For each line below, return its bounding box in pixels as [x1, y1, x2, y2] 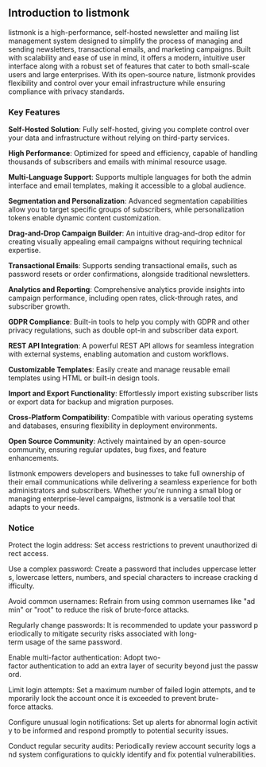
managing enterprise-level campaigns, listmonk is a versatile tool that [8, 494, 236, 504]
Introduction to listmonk [8, 6, 130, 20]
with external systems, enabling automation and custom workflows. [8, 349, 229, 359]
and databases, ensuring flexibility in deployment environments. [8, 421, 218, 430]
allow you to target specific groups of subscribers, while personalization [8, 204, 245, 214]
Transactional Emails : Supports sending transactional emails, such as [8, 261, 237, 271]
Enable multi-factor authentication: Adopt [8, 652, 144, 663]
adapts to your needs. [8, 503, 80, 512]
